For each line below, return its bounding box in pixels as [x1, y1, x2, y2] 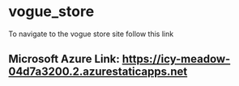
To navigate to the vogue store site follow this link [8, 29, 174, 39]
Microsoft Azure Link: [8, 52, 120, 66]
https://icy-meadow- [122, 52, 231, 66]
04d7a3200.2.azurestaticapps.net [8, 65, 188, 79]
